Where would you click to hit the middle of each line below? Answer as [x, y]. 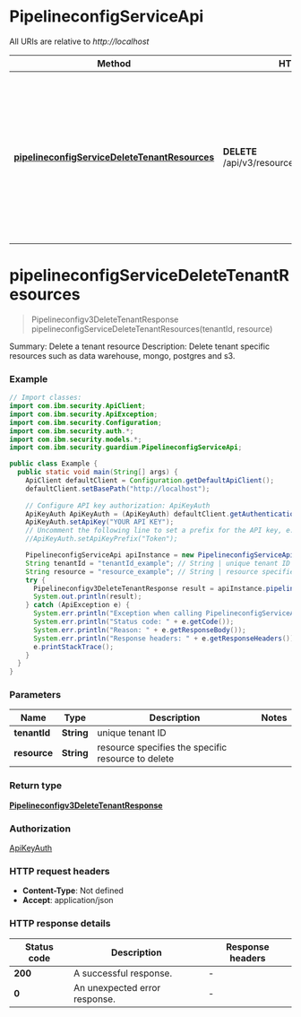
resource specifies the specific [162, 748]
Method [114, 63]
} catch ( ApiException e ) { [77, 605]
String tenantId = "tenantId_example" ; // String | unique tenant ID [158, 563]
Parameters [35, 695]
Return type [36, 786]
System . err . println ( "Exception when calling [117, 613]
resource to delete [136, 759]
